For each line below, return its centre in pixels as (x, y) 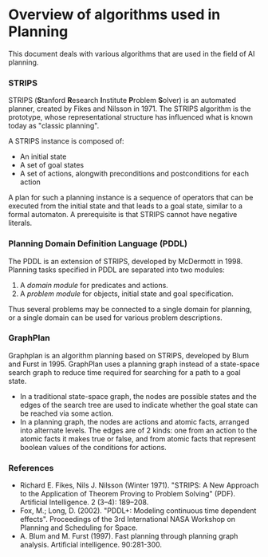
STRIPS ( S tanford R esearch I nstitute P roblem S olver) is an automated (122, 101)
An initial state (43, 156)
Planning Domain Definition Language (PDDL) (98, 243)
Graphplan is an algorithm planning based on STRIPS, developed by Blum (129, 355)
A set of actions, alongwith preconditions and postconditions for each (134, 174)
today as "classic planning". (54, 126)
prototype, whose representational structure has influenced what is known (131, 117)
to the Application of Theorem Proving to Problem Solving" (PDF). (128, 494)
